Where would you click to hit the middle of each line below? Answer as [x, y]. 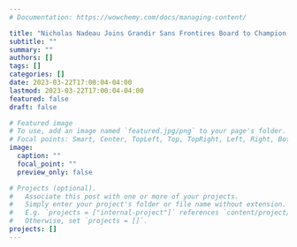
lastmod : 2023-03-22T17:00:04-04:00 [76, 90]
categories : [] [37, 75]
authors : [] [31, 58]
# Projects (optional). [53, 188]
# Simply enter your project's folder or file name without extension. [148, 205]
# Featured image [41, 123]
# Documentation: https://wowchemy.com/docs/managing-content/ [128, 17]
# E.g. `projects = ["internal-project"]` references [114, 213]
